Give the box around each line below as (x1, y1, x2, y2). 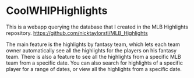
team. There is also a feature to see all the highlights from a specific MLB (6, 53, 182, 60)
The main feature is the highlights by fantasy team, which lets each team (6, 41, 181, 48)
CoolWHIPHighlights (6, 4, 108, 17)
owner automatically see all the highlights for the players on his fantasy (6, 47, 177, 54)
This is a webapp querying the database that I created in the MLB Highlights (6, 23, 188, 30)
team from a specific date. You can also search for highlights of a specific (6, 59, 184, 66)
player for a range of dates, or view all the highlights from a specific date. (6, 65, 182, 72)
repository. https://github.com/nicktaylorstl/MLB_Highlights (6, 29, 149, 36)
